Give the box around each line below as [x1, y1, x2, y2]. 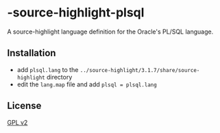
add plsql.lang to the [16, 65, 79, 73]
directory [47, 73, 73, 81]
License [7, 100, 42, 112]
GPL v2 [7, 118, 28, 126]
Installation [7, 47, 56, 59]
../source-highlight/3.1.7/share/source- [80, 66, 200, 73]
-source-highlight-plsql [7, 5, 145, 21]
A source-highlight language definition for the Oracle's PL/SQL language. [7, 27, 214, 36]
